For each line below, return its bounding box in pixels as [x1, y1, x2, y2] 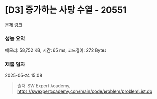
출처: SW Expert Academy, [17, 82, 71, 89]
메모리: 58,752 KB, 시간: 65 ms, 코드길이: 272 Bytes [5, 47, 107, 53]
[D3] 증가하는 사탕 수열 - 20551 [5, 4, 127, 16]
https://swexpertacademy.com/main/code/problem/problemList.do [17, 88, 153, 94]
